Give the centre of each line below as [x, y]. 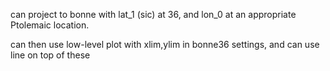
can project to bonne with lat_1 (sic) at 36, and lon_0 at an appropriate [153, 14]
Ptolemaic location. [50, 25]
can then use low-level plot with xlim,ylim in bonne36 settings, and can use [165, 44]
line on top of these [50, 55]
